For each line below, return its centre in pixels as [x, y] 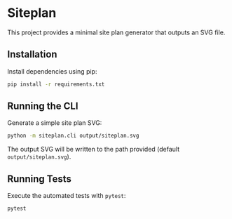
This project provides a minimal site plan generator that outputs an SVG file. [116, 32]
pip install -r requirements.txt [56, 84]
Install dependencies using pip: [52, 71]
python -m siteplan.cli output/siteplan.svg [73, 136]
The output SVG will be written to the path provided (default [94, 150]
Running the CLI [43, 106]
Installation [32, 54]
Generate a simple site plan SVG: [55, 123]
